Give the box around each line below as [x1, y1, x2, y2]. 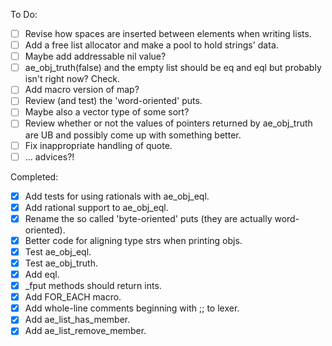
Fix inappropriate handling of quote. [24, 139, 173, 151]
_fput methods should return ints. [24, 280, 162, 292]
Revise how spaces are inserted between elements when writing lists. [24, 28, 312, 39]
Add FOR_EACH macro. [24, 291, 122, 303]
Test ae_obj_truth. [24, 257, 98, 269]
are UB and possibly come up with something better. [24, 129, 242, 141]
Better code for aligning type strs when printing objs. [24, 234, 243, 246]
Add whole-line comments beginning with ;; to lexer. [24, 302, 240, 314]
